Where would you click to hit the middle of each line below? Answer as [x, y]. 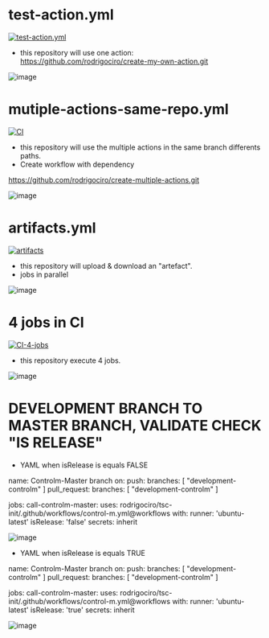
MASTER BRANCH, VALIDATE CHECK [135, 425]
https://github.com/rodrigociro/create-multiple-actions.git [104, 179]
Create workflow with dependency [77, 164]
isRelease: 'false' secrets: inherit [84, 521]
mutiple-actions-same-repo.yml [118, 109]
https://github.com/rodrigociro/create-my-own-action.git [114, 61]
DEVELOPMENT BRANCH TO [106, 408]
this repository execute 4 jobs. [70, 360]
